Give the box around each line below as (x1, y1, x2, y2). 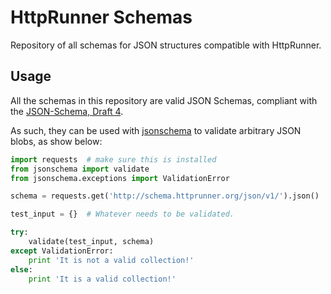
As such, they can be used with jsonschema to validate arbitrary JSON (10, 124, 302, 136)
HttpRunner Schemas (10, 6, 193, 29)
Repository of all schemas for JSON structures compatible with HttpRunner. (10, 39, 322, 51)
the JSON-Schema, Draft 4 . (10, 105, 124, 117)
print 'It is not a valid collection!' (28, 255, 195, 265)
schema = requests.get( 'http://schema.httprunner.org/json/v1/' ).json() (10, 191, 320, 201)
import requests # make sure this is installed (10, 154, 217, 165)
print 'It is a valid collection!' (28, 274, 177, 284)
